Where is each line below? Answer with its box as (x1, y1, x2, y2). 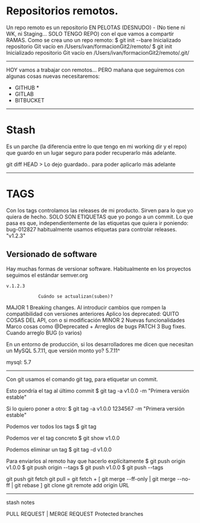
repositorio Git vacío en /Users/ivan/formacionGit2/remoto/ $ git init (6, 43, 173, 50)
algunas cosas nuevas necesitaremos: (6, 73, 100, 80)
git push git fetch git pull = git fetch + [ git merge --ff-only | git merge (6, 475, 176, 483)
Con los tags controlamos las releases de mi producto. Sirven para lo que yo (6, 206, 193, 214)
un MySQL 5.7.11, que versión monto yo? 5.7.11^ (6, 347, 120, 354)
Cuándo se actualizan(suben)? (37, 293, 113, 299)
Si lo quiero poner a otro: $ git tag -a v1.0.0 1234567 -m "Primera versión (6, 405, 185, 412)
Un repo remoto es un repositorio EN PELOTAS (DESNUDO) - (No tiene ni (6, 24, 186, 31)
